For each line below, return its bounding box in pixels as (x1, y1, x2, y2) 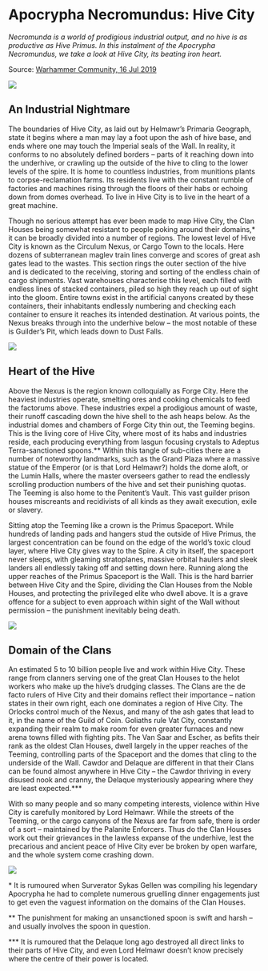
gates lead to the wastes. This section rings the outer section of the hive (8, 258, 246, 268)
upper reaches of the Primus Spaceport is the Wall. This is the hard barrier (8, 571, 254, 581)
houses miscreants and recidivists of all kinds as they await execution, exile (8, 496, 258, 505)
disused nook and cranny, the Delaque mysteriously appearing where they (8, 775, 254, 785)
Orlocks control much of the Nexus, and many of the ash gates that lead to (8, 707, 254, 717)
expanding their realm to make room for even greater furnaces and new (8, 724, 244, 733)
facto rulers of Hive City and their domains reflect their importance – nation (8, 690, 256, 700)
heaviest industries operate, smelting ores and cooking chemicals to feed (8, 394, 250, 404)
